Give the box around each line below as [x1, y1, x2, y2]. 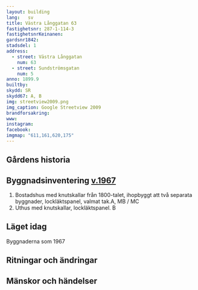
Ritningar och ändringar [6, 255, 98, 266]
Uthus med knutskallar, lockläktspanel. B [14, 204, 116, 211]
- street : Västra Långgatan [11, 54, 83, 60]
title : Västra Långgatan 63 [6, 20, 77, 26]
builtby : [6, 82, 28, 88]
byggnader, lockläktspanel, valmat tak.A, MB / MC [14, 198, 139, 205]
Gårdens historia [6, 155, 71, 165]
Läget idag [6, 222, 47, 232]
